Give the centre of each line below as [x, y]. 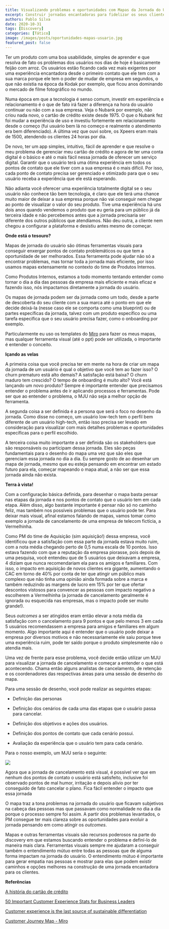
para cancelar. [27, 714]
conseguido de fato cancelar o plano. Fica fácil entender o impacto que [79, 788]
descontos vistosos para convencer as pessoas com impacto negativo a [80, 590]
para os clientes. [22, 872]
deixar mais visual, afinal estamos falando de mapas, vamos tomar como [80, 516]
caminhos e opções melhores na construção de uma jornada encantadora [82, 866]
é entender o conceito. [29, 344]
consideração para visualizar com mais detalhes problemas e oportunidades [84, 427]
